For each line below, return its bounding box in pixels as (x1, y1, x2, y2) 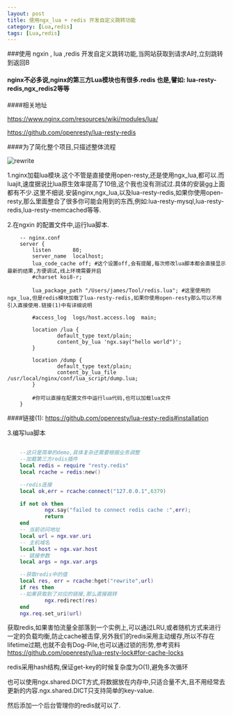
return (44, 513, 64, 520)
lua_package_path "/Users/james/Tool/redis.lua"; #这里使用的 (32, 287, 211, 295)
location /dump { (32, 357, 82, 364)
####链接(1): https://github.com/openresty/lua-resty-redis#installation (7, 414, 209, 422)
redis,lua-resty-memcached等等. (7, 206, 102, 215)
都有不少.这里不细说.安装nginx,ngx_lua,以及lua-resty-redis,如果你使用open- (7, 189, 224, 197)
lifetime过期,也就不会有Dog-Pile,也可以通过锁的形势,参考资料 (7, 641, 181, 649)
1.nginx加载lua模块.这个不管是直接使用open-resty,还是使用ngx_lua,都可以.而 (7, 171, 225, 180)
